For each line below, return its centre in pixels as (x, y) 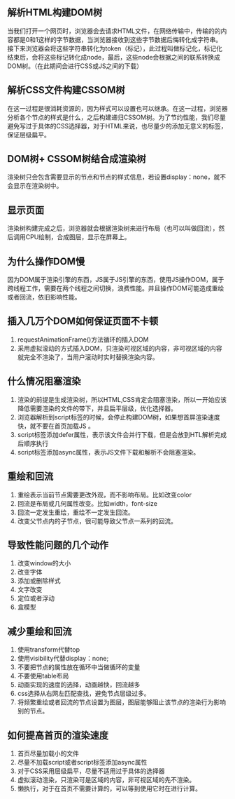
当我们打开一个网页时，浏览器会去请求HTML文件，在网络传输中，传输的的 (114, 31)
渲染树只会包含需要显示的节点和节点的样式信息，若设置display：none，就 (114, 177)
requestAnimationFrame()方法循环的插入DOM (83, 340)
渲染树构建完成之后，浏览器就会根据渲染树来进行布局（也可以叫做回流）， (113, 228)
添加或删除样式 (39, 581)
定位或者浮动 (36, 598)
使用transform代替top (49, 650)
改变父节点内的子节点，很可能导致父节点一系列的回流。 (97, 521)
